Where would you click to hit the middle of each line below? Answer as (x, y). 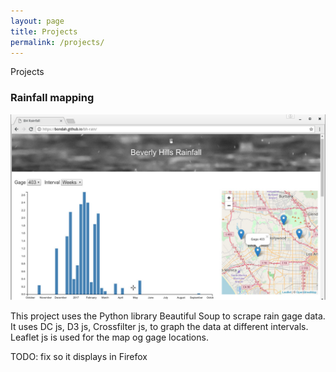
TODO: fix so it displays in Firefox (79, 356)
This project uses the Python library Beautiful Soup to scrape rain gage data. (168, 316)
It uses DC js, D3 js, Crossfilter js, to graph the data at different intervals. (159, 326)
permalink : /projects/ (57, 42)
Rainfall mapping (52, 98)
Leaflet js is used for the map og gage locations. (109, 337)
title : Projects (44, 31)
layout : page (37, 21)
